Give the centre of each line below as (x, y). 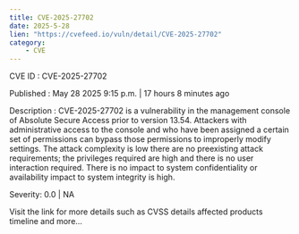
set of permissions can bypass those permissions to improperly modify (140, 139)
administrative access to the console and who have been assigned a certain (149, 130)
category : (28, 42)
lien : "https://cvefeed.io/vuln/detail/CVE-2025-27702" (115, 34)
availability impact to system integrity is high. (92, 177)
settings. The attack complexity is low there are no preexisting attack (137, 149)
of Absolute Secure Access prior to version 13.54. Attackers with (128, 121)
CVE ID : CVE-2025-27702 (58, 76)
